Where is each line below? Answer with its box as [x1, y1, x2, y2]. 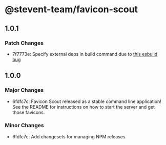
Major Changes [5, 87, 44, 94]
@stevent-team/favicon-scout [5, 4, 138, 15]
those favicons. [12, 109, 45, 115]
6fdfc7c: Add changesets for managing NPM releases [12, 133, 126, 139]
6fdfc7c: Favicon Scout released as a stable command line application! [12, 98, 162, 105]
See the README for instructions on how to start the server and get [12, 103, 155, 110]
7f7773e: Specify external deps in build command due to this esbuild [12, 51, 158, 57]
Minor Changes [5, 122, 44, 129]
